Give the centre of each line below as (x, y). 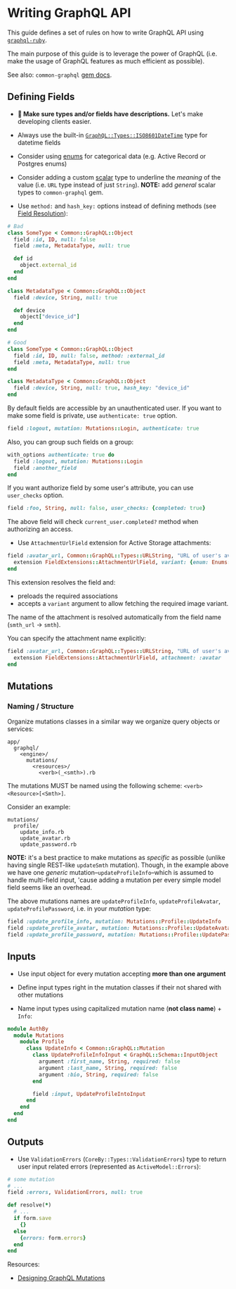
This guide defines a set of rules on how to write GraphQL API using (106, 32)
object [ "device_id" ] (50, 317)
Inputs (22, 957)
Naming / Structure (41, 706)
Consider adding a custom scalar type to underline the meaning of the (119, 177)
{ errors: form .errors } (53, 1238)
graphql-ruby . (27, 39)
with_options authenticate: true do (61, 455)
